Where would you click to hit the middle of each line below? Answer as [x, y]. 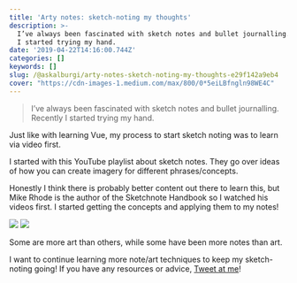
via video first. [35, 144]
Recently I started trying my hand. [92, 118]
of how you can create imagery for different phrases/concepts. [124, 171]
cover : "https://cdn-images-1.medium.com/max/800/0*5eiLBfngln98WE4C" [142, 83]
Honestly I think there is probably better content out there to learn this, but [145, 187]
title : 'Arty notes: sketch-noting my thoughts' [100, 17]
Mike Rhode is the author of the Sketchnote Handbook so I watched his [139, 197]
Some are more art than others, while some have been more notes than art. [146, 242]
